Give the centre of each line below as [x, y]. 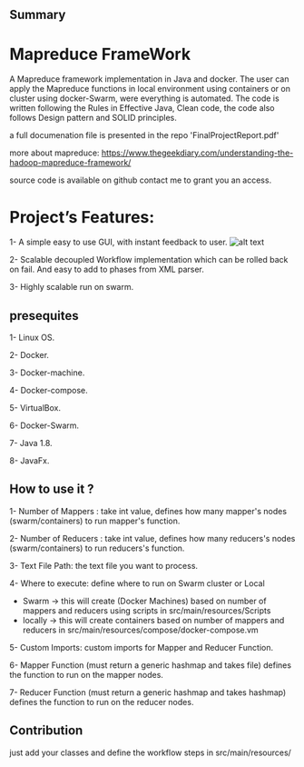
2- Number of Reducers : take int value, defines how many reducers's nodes [152, 538]
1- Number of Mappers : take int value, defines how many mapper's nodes [148, 511]
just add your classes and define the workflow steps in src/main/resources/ [151, 752]
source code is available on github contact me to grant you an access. [141, 180]
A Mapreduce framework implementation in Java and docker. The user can [149, 79]
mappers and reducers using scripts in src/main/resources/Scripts [147, 610]
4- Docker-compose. [49, 391]
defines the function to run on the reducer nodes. [102, 702]
